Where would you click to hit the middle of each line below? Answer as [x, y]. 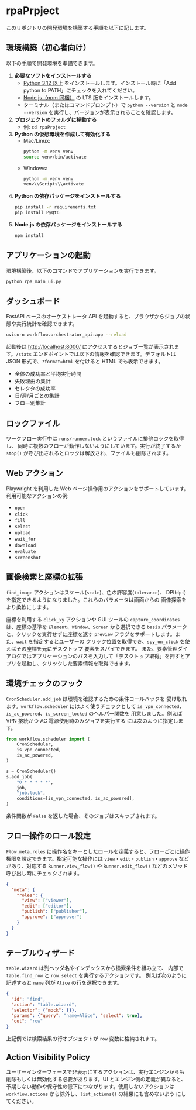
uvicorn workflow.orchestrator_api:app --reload [66, 335]
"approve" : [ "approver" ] [52, 917]
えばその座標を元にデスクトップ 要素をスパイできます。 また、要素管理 [92, 648]
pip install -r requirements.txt [55, 207]
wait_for [25, 539]
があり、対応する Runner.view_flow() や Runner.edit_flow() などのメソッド [97, 866]
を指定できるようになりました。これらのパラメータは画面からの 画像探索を [97, 599]
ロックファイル [33, 423]
